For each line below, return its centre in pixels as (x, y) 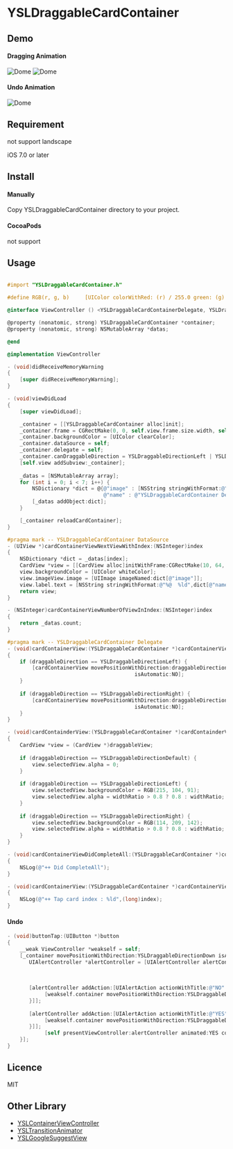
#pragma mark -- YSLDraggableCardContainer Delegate (85, 642)
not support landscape (40, 141)
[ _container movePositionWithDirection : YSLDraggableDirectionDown (118, 956)
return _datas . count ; (51, 623)
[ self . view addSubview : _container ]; (73, 463)
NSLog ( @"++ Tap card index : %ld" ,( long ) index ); (91, 900)
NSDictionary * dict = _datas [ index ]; (74, 559)
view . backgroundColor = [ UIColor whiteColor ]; (88, 572)
